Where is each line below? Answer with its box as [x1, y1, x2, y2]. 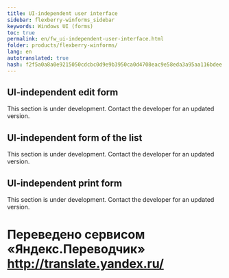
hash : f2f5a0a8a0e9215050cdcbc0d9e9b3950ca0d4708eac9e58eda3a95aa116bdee [7, 61, 223, 68]
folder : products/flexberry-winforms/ [7, 42, 118, 49]
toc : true [7, 29, 36, 36]
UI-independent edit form [7, 86, 119, 98]
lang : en [7, 49, 32, 56]
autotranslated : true [7, 55, 69, 62]
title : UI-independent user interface [7, 10, 118, 17]
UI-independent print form [7, 177, 122, 189]
